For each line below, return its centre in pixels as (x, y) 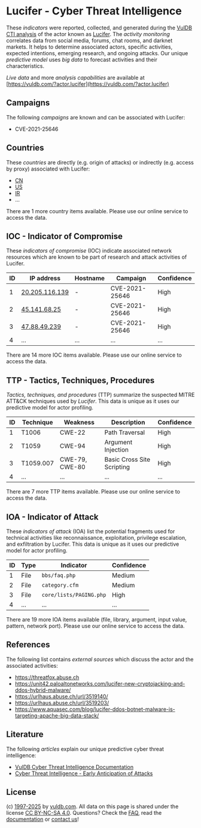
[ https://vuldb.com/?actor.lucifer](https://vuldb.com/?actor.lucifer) (88, 84)
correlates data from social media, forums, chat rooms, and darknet (89, 40)
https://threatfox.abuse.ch (47, 677)
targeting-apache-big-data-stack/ (57, 715)
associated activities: (32, 665)
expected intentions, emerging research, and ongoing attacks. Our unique (97, 53)
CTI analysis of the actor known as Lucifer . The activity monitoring (88, 34)
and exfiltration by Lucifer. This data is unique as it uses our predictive (93, 544)
